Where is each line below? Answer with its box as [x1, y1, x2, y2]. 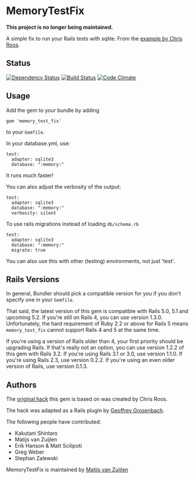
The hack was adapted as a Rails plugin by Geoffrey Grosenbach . [6, 407, 165, 414]
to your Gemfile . [6, 128, 45, 135]
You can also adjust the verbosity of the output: [6, 183, 122, 190]
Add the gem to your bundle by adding [6, 107, 100, 114]
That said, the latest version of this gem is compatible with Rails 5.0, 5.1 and [6, 308, 189, 315]
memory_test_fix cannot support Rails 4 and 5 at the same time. [6, 327, 160, 334]
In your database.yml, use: [6, 139, 71, 147]
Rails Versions [6, 274, 60, 284]
